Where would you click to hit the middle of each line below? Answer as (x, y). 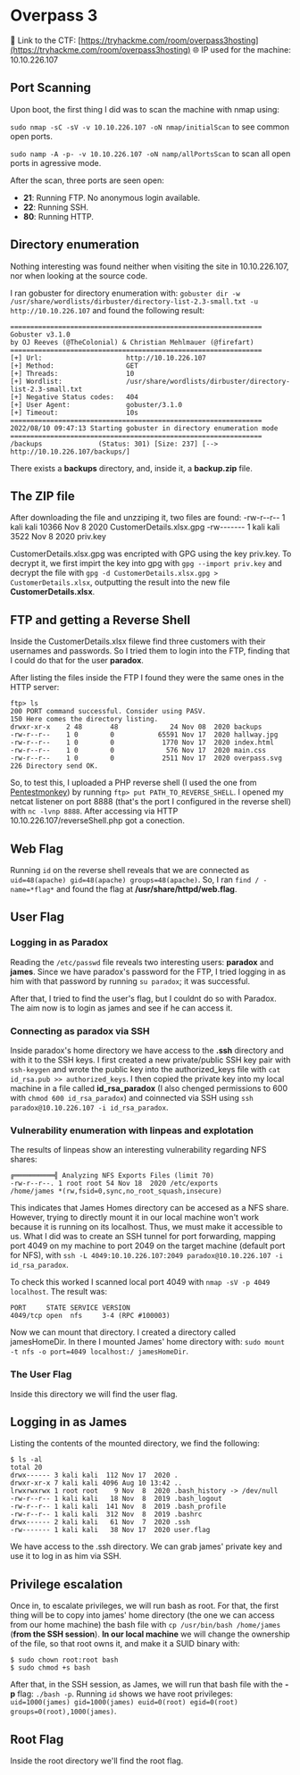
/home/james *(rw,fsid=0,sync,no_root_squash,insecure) (116, 1192)
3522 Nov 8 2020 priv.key (58, 537)
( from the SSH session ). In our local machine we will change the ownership (150, 1634)
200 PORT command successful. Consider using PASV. (108, 712)
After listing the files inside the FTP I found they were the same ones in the (147, 678)
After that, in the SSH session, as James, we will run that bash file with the (147, 1685)
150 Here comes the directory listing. (84, 720)
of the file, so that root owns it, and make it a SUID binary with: (125, 1644)
